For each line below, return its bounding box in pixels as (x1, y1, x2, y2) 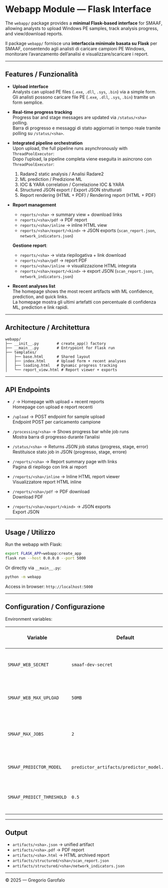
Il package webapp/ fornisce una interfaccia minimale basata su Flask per (5, 40, 157, 46)
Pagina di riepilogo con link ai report (12, 464, 87, 470)
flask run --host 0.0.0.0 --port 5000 (5, 556, 86, 561)
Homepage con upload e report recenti (12, 404, 93, 410)
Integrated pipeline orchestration (12, 140, 83, 146)
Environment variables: (5, 616, 52, 622)
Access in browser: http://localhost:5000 (5, 583, 93, 589)
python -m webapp (5, 574, 41, 579)
